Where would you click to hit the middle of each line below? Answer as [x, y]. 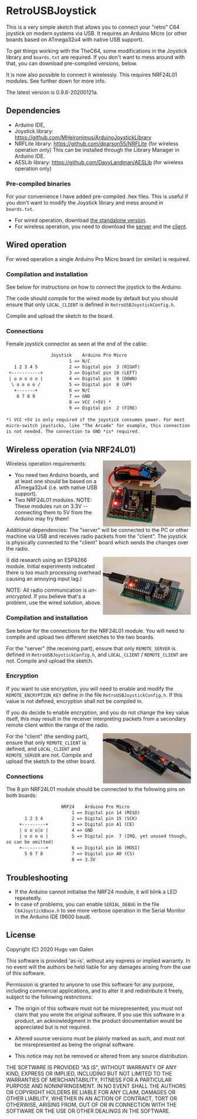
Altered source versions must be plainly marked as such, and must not [100, 1038]
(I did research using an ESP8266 [47, 560]
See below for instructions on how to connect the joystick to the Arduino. [94, 287]
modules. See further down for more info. [56, 81]
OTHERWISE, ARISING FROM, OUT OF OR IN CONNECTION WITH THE [91, 1104]
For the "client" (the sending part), [47, 736]
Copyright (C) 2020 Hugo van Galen [50, 949]
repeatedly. [28, 898]
